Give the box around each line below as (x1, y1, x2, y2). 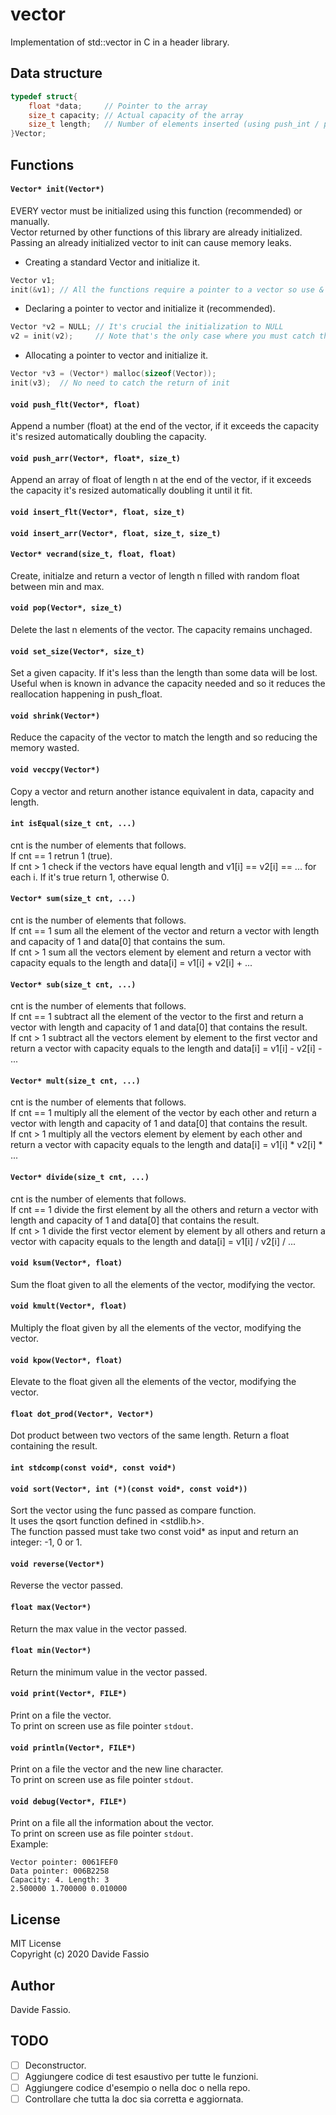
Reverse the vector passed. (10, 1579, 124, 1592)
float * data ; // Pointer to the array (28, 101, 208, 111)
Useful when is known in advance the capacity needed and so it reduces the (10, 678, 326, 690)
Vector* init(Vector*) (10, 184, 105, 195)
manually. (10, 215, 50, 227)
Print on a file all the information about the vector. (10, 1817, 215, 1829)
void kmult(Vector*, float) (10, 1301, 128, 1312)
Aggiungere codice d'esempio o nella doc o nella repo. (24, 2081, 251, 2093)
